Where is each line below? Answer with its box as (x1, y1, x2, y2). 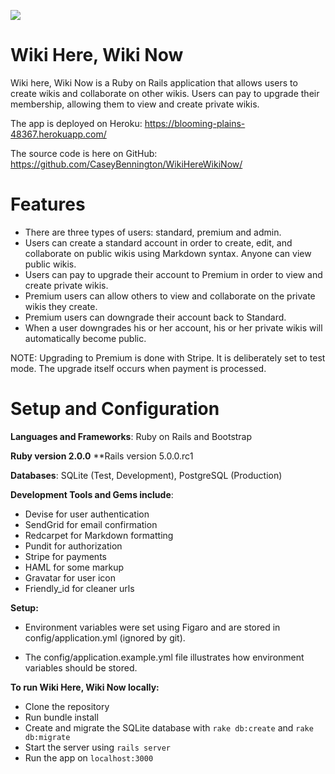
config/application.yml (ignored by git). (24, 631, 186, 644)
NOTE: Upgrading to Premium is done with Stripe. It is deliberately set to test (10, 351, 326, 364)
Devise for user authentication (24, 508, 150, 520)
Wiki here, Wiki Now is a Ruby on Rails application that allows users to (10, 76, 298, 89)
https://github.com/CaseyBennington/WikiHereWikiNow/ (10, 158, 243, 170)
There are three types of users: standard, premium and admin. (24, 226, 282, 238)
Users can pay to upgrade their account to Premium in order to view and (24, 268, 323, 280)
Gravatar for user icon (24, 571, 117, 584)
